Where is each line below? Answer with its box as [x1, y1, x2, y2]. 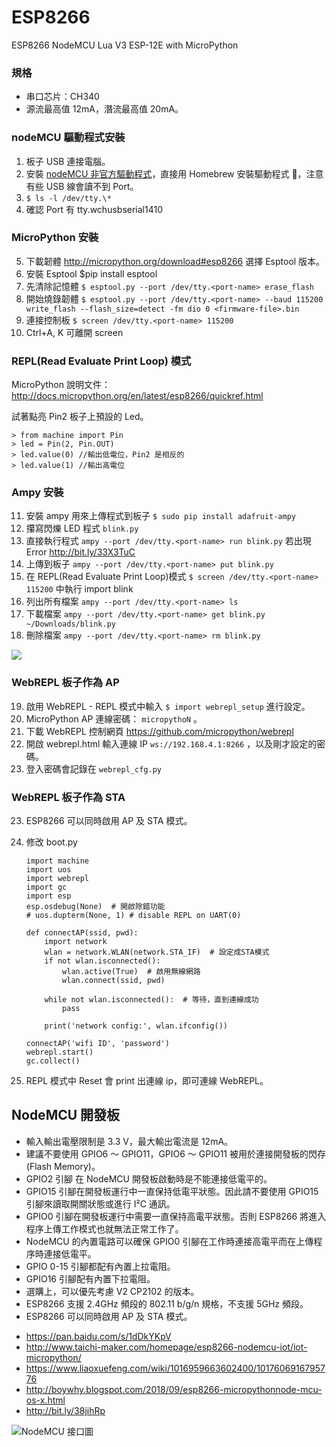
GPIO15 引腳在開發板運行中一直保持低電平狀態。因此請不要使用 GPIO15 [25, 1185, 319, 1197]
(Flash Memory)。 [25, 1160, 101, 1172]
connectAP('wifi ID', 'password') [25, 1039, 170, 1049]
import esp [25, 891, 72, 901]
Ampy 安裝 [11, 486, 64, 500]
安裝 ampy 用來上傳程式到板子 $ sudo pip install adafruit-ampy [25, 510, 296, 522]
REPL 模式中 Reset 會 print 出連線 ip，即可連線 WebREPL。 [25, 1075, 269, 1087]
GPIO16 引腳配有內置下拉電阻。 [25, 1272, 156, 1285]
